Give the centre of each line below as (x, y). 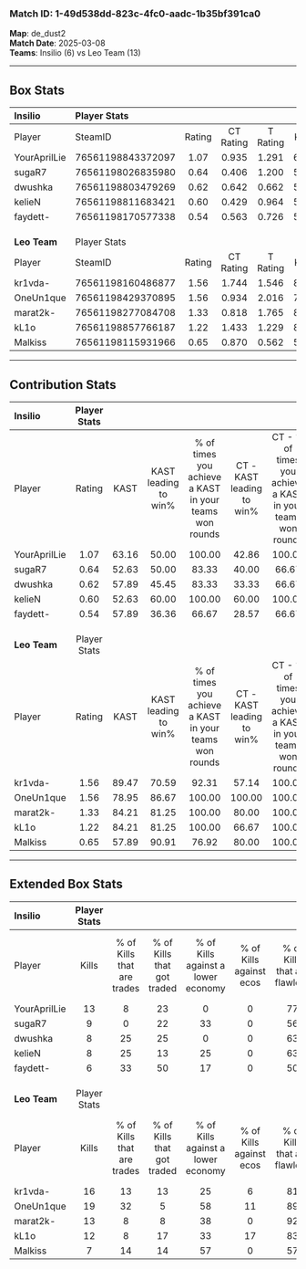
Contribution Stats (63, 385)
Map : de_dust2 (38, 34)
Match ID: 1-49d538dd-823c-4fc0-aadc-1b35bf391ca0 (135, 14)
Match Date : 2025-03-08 (58, 43)
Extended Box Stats (66, 884)
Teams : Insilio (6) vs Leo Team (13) (75, 53)
